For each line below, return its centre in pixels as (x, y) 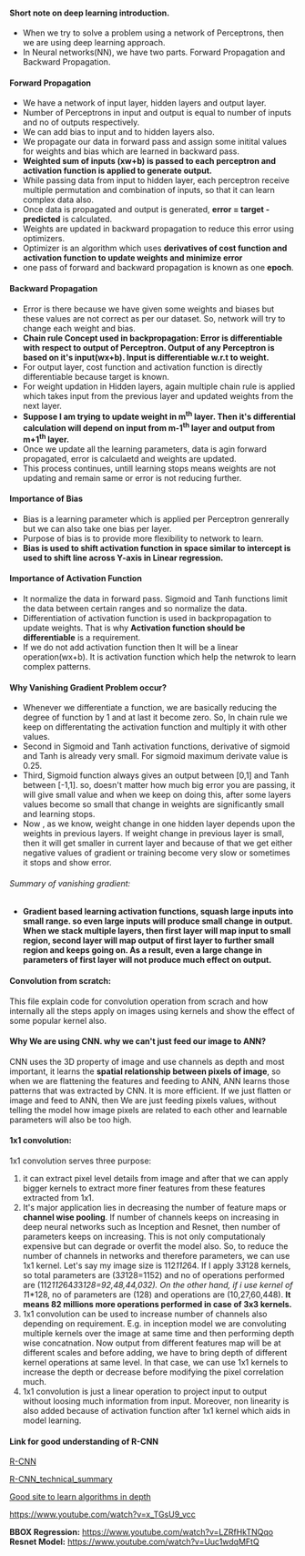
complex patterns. (56, 666)
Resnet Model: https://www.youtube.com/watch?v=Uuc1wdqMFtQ (134, 1542)
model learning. (52, 1420)
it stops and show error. (67, 863)
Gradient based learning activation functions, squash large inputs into (158, 912)
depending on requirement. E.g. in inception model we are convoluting (154, 1324)
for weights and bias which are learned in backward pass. (131, 151)
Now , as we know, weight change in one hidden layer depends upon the (159, 824)
